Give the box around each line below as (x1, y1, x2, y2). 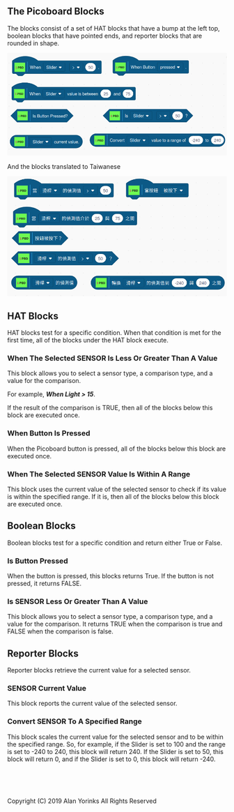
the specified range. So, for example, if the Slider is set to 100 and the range (7, 739, 226, 749)
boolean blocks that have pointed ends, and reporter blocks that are (7, 31, 203, 40)
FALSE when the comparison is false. (7, 627, 114, 636)
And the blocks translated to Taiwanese (7, 162, 120, 170)
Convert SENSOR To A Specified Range (7, 716, 143, 726)
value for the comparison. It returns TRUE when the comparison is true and (7, 620, 223, 629)
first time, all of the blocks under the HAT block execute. (7, 336, 169, 345)
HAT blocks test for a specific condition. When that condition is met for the (7, 329, 221, 337)
